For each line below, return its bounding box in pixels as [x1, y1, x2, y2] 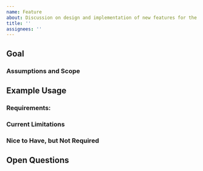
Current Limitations [6, 120, 65, 128]
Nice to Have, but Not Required [6, 136, 99, 145]
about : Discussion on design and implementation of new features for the [6, 15, 198, 21]
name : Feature [6, 9, 43, 15]
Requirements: [6, 103, 51, 112]
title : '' [6, 20, 32, 26]
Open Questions [6, 155, 69, 166]
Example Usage [6, 85, 67, 96]
